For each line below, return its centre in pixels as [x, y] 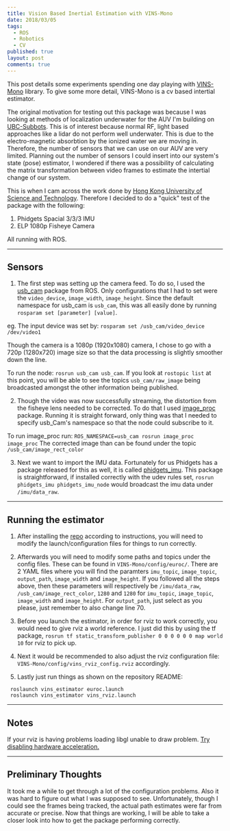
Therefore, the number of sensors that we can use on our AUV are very [107, 148]
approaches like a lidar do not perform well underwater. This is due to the [111, 134]
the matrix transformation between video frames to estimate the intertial [108, 170]
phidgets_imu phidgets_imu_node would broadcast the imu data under [115, 485]
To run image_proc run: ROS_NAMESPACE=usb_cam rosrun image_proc [101, 436]
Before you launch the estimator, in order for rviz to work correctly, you [117, 621]
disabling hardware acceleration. [53, 747]
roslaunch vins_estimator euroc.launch [67, 690]
